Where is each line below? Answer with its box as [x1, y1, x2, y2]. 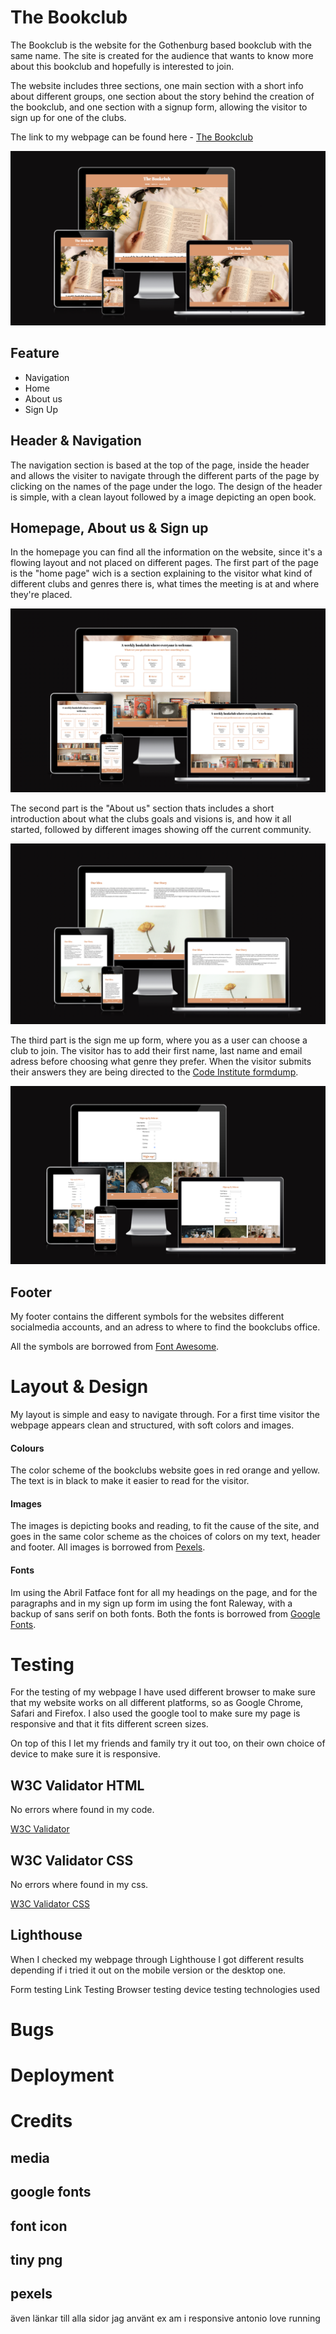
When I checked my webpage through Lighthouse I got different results [10, 1953, 305, 1965]
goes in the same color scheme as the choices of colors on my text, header [10, 1531, 321, 1543]
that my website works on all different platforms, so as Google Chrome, [10, 1697, 304, 1709]
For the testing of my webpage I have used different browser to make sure [10, 1686, 316, 1698]
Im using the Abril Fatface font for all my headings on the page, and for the [10, 1586, 318, 1598]
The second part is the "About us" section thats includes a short [10, 802, 275, 814]
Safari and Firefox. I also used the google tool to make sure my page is [10, 1707, 301, 1720]
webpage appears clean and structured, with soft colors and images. [10, 1419, 295, 1431]
